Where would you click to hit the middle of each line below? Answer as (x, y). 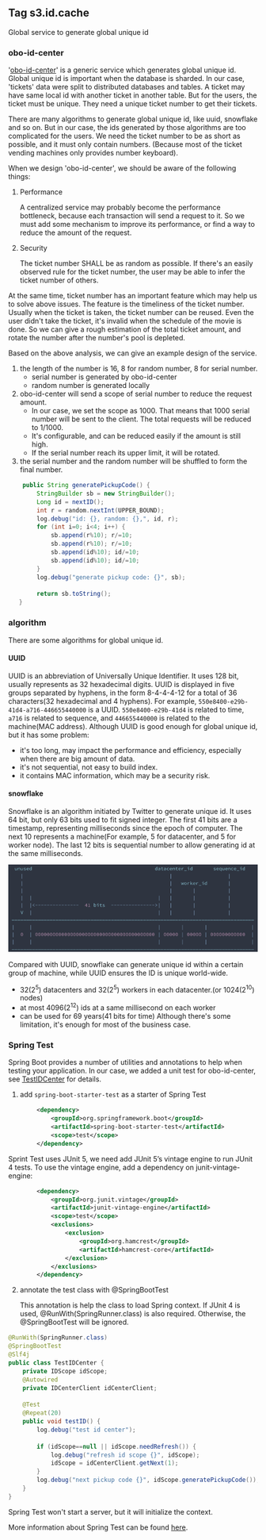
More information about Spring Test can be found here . (98, 1527)
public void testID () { (62, 1422)
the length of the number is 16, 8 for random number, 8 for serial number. (139, 369)
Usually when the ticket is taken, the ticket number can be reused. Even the (131, 313)
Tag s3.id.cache (49, 13)
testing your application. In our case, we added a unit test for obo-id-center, (132, 1071)
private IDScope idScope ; (65, 1371)
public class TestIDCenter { (56, 1363)
